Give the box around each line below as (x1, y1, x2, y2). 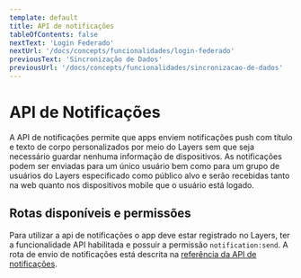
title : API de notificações (9, 22, 115, 31)
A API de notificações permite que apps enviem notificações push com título (9, 131, 293, 142)
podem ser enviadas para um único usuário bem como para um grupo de (9, 160, 280, 171)
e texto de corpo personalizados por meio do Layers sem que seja (9, 141, 254, 152)
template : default (9, 13, 78, 22)
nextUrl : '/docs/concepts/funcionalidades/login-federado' (9, 47, 235, 56)
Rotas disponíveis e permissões (9, 206, 191, 221)
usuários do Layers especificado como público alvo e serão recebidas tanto (9, 170, 290, 181)
